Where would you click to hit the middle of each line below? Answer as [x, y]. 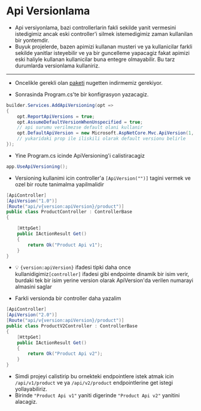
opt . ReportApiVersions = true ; [56, 116]
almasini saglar [33, 287]
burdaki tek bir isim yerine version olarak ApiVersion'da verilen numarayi [104, 280]
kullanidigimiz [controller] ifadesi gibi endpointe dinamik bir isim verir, [102, 274]
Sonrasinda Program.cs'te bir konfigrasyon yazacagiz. [82, 94]
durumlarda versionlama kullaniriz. [57, 65]
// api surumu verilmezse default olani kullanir [80, 128]
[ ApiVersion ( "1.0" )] [32, 201]
